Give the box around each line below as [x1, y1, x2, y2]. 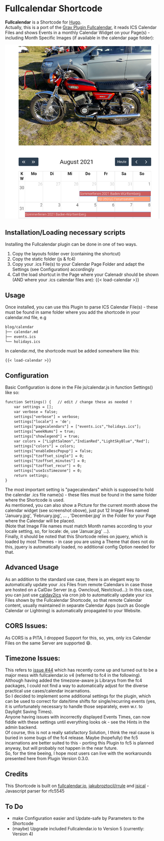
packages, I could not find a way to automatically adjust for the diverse [5, 683, 148, 689]
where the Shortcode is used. [5, 497, 65, 503]
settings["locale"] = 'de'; [14, 419, 71, 424]
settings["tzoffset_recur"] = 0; [14, 463, 82, 468]
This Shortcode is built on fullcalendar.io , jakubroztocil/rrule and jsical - [5, 783, 149, 789]
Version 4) [12, 831, 33, 837]
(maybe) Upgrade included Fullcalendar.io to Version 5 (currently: [12, 825, 144, 831]
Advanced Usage [5, 563, 59, 571]
